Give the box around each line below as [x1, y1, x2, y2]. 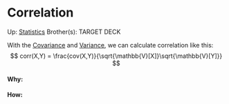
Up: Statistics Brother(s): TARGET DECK [7, 28, 121, 36]
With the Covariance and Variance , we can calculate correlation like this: [7, 41, 214, 49]
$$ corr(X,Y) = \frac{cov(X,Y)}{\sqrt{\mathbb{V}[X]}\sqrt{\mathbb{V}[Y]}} [10, 52, 223, 60]
